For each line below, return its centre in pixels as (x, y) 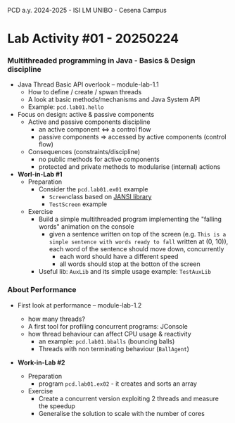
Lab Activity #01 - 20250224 (93, 39)
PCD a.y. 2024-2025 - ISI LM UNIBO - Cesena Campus (87, 10)
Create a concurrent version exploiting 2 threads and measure (129, 398)
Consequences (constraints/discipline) (84, 152)
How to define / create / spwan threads (85, 92)
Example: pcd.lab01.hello (66, 107)
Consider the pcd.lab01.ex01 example (93, 189)
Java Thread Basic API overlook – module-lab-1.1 (88, 84)
